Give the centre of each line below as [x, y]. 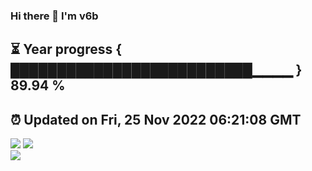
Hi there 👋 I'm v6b [54, 16]
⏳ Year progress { [66, 49]
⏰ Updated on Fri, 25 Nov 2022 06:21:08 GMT [156, 119]
